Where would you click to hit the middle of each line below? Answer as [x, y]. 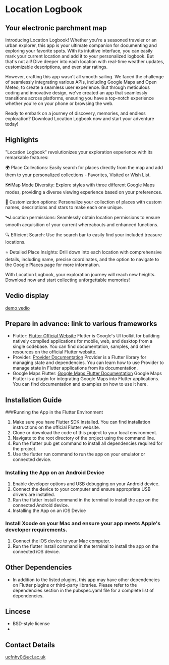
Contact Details [30, 645]
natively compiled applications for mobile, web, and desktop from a [82, 341]
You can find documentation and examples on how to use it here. [80, 384]
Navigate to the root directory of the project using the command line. [84, 438]
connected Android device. [41, 505]
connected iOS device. [36, 551]
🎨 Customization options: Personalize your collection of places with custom [83, 202]
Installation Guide [34, 400]
